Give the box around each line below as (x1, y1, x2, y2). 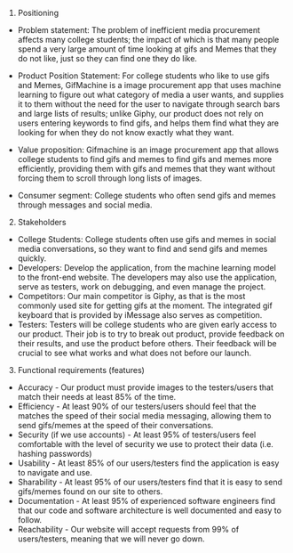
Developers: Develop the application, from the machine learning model (17, 263, 277, 272)
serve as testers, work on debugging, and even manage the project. (17, 281, 266, 292)
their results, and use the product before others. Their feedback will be (17, 338, 277, 348)
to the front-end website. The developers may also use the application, (17, 272, 278, 282)
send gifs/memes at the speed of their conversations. (17, 420, 214, 430)
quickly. (17, 253, 47, 264)
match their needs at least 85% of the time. (17, 392, 177, 402)
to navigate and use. (17, 468, 93, 477)
